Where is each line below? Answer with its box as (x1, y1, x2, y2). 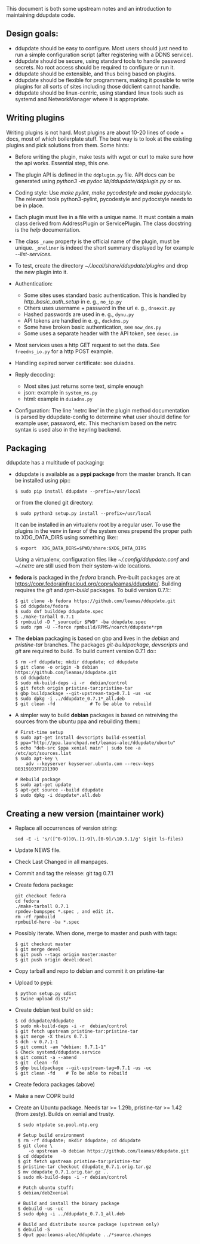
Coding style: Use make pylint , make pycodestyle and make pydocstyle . (14, 189, 193, 196)
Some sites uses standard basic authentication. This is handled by (23, 292, 187, 299)
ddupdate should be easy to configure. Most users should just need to (14, 44, 188, 51)
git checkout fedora (14, 893, 66, 899)
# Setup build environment (17, 1133, 85, 1139)
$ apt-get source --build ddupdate (14, 787, 104, 793)
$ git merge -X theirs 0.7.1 (14, 1034, 88, 1040)
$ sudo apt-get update (14, 782, 72, 788)
